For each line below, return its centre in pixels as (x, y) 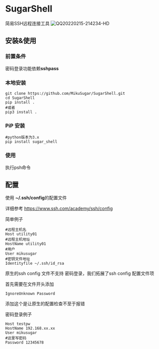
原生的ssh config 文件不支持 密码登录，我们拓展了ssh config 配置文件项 (80, 273)
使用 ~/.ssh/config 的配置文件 (36, 198)
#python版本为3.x (22, 137)
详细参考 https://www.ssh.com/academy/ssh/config (59, 209)
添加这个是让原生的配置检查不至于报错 (45, 304)
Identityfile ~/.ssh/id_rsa (35, 264)
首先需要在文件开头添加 (30, 284)
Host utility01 (21, 234)
